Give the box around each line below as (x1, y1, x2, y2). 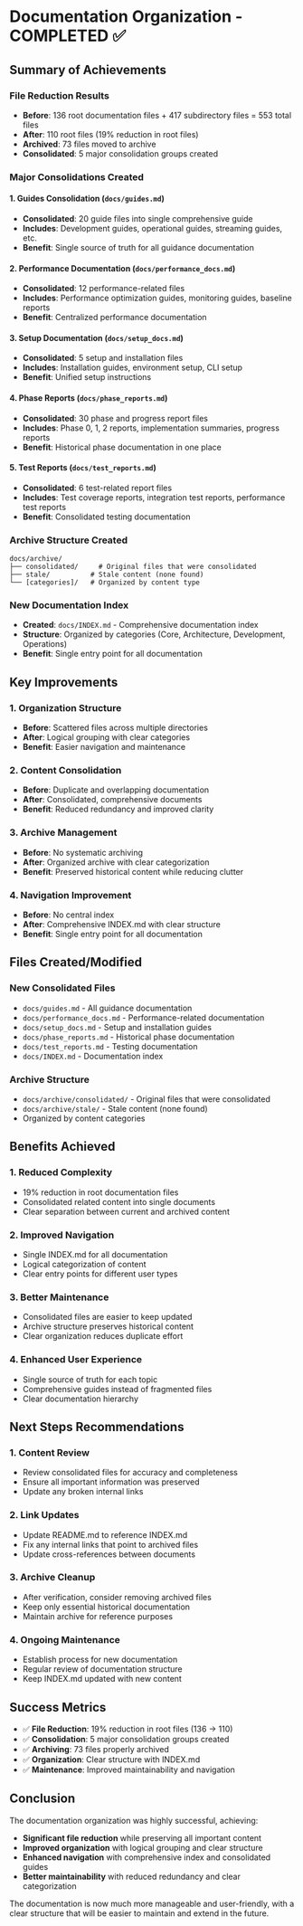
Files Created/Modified (9, 954, 143, 970)
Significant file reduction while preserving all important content (22, 1832, 262, 1843)
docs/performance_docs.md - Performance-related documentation (22, 1011, 265, 1023)
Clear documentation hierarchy (22, 1393, 138, 1404)
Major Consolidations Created (9, 170, 145, 183)
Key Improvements (9, 674, 118, 689)
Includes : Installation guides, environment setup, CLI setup (22, 362, 242, 373)
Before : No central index (22, 909, 115, 920)
